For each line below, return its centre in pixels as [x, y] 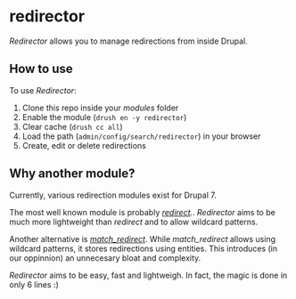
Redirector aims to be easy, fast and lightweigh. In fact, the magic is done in [148, 275]
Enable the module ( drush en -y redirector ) [104, 117]
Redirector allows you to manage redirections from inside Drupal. [128, 41]
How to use [41, 69]
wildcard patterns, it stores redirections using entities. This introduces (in [144, 248]
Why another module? [72, 174]
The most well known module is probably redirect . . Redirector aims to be [143, 212]
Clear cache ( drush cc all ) [72, 126]
